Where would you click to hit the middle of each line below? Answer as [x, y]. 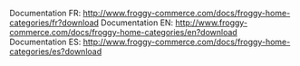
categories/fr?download [54, 23]
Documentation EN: [137, 23]
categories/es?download [56, 52]
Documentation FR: [45, 13]
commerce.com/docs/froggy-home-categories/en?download [123, 32]
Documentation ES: [45, 42]
